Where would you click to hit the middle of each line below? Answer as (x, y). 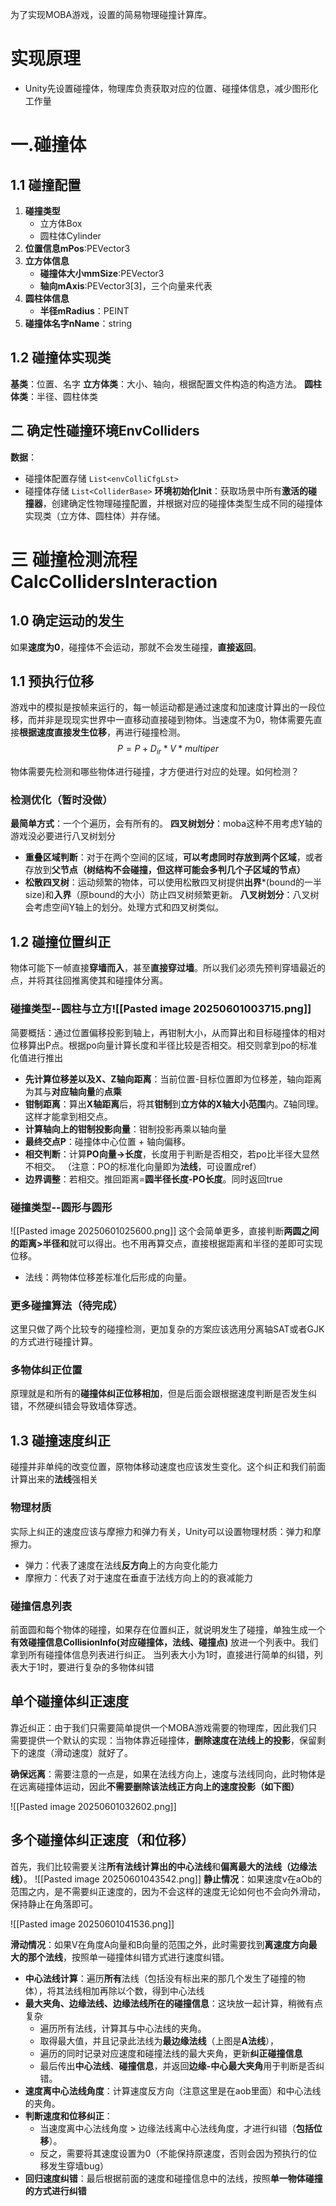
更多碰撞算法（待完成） (66, 1305)
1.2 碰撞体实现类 (61, 358)
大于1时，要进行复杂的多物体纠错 (86, 1667)
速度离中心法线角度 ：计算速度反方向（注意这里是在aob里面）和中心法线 (173, 2090)
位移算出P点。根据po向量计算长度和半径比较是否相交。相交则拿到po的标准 (164, 1045)
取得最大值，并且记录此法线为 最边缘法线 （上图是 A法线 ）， (159, 2040)
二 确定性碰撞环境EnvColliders (105, 431)
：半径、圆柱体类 (63, 396)
